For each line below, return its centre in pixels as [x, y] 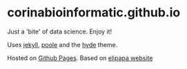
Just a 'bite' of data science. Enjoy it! [60, 31]
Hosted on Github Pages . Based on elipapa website [80, 58]
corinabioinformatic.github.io [94, 13]
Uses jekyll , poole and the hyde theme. [62, 44]
